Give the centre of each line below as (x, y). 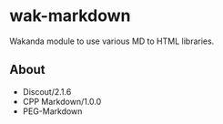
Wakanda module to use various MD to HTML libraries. (112, 41)
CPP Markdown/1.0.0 (62, 101)
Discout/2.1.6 (47, 91)
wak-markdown (70, 16)
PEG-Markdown (52, 111)
